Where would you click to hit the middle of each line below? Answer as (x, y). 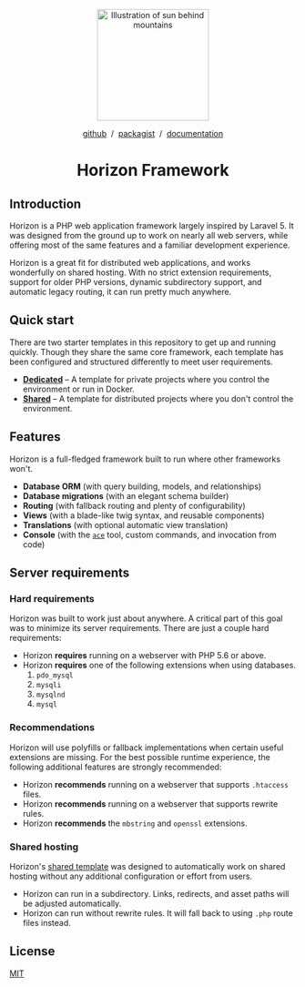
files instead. (46, 922)
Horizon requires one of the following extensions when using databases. (159, 666)
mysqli (49, 686)
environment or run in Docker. (78, 389)
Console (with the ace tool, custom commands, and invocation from (149, 534)
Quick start (42, 320)
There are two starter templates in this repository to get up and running (142, 342)
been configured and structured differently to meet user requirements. (141, 361)
